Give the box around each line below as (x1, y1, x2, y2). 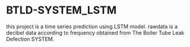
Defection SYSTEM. (6, 35, 55, 42)
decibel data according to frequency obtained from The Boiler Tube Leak (6, 29, 185, 36)
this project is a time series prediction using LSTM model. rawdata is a (6, 23, 178, 30)
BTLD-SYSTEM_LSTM (6, 4, 117, 17)
